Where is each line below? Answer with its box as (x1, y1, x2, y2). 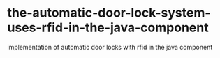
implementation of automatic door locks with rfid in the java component (7, 43, 213, 51)
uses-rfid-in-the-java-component (7, 20, 209, 36)
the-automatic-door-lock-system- (7, 5, 211, 21)
